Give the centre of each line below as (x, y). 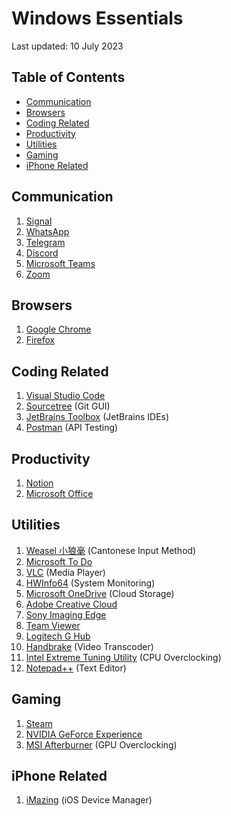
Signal (39, 221)
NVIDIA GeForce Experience (84, 734)
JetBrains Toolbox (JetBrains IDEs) (97, 417)
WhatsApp (47, 231)
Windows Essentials (97, 18)
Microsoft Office (59, 493)
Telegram (45, 242)
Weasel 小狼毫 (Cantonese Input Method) (111, 550)
